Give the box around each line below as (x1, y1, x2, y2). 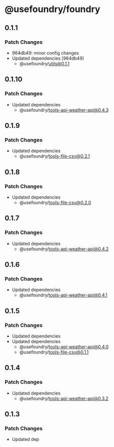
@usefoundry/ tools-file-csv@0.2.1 (19, 153, 90, 159)
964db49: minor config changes (11, 50, 79, 56)
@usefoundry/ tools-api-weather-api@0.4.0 (19, 344, 109, 350)
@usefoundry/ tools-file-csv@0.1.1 (19, 349, 89, 355)
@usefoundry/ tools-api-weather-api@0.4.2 (19, 246, 109, 252)
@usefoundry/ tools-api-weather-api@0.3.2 (19, 395, 108, 401)
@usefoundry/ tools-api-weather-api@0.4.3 (19, 107, 108, 113)
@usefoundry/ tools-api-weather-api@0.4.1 (19, 292, 108, 298)
